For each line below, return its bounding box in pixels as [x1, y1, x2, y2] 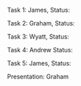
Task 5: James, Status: [7, 59, 71, 67]
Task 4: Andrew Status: [7, 46, 73, 54]
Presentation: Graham [7, 72, 69, 80]
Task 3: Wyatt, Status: [7, 32, 69, 41]
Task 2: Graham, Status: [7, 19, 76, 27]
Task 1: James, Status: [7, 6, 70, 14]
